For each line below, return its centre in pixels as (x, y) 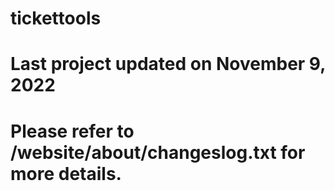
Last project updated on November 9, (168, 64)
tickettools (56, 18)
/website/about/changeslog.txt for (158, 152)
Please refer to (72, 131)
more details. (66, 173)
